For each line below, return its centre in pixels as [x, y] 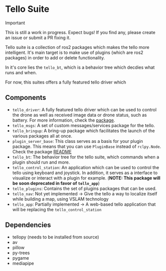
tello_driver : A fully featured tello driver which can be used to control [84, 109]
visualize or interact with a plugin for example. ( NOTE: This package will [86, 178]
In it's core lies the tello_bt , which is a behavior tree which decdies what [80, 67]
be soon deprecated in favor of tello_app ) [56, 183]
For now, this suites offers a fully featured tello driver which [66, 82]
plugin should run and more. [41, 162]
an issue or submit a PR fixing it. [38, 38]
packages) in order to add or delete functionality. [55, 57]
